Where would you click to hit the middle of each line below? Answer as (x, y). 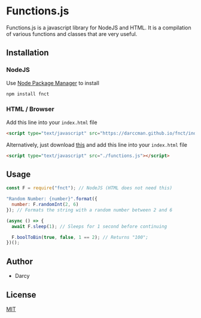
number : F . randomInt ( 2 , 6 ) (45, 205)
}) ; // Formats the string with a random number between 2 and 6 (89, 210)
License (21, 295)
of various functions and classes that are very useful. (72, 34)
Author (19, 261)
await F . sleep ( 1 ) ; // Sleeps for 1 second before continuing (89, 226)
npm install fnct (28, 94)
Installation (28, 53)
